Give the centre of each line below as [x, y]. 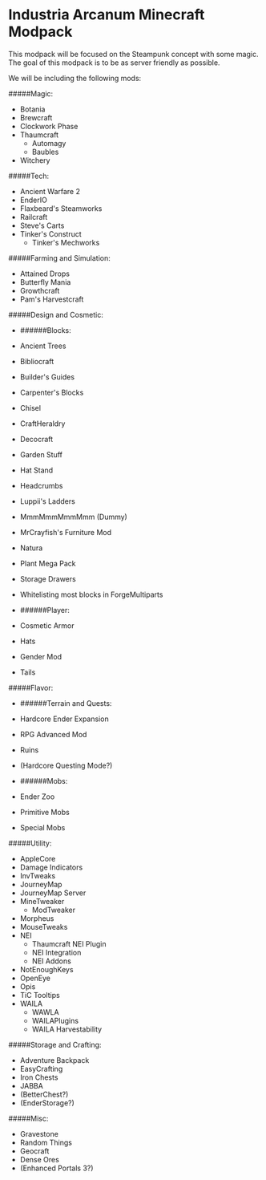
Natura [31, 548]
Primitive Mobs [44, 812]
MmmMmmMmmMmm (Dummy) [74, 517]
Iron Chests [39, 1077]
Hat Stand [36, 470]
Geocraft [34, 1151]
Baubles [45, 152]
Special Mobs [42, 827]
